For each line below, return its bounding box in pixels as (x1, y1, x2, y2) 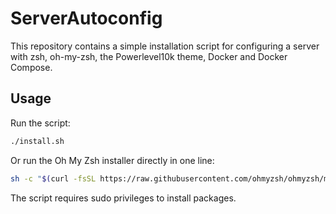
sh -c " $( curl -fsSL (10, 173, 97, 184)
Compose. (10, 61, 53, 73)
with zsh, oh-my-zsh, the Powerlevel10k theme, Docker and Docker (10, 50, 288, 62)
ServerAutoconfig (10, 7, 163, 30)
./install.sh (10, 136, 65, 146)
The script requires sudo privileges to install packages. (10, 192, 237, 204)
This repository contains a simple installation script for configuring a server (10, 40, 320, 52)
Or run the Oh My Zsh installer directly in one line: (10, 154, 215, 166)
